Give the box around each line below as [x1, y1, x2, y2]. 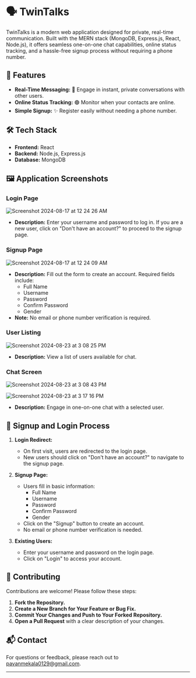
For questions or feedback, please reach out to [6, 653, 119, 660]
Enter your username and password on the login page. [23, 549, 155, 556]
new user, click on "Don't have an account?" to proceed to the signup [14, 225, 182, 232]
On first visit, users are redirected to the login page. [23, 448, 148, 455]
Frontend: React [14, 143, 54, 150]
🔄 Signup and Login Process [6, 421, 110, 431]
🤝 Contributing [6, 572, 61, 582]
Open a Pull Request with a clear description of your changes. [14, 617, 164, 624]
